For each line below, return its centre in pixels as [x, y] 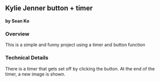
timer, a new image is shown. [35, 74]
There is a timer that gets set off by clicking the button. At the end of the [80, 68]
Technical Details [27, 58]
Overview [17, 33]
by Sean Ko [17, 21]
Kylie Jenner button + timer [49, 8]
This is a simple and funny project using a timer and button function [75, 45]
